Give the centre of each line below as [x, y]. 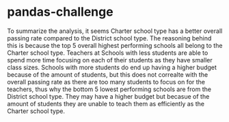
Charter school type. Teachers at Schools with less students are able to [108, 53]
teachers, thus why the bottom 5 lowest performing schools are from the [109, 89]
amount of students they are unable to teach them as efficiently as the [106, 103]
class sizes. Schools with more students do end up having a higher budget [112, 67]
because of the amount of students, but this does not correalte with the [108, 74]
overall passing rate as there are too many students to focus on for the [106, 82]
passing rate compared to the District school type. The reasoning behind [109, 38]
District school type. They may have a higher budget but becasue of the [108, 96]
